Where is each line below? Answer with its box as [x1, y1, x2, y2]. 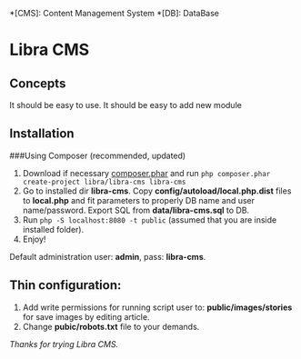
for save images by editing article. [22, 311, 150, 322]
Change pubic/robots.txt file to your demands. [22, 321, 200, 332]
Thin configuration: [9, 277, 122, 294]
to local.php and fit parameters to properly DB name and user [22, 194, 256, 205]
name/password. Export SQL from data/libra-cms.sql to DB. [22, 204, 250, 215]
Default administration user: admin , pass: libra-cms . [9, 251, 206, 262]
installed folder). [22, 224, 85, 234]
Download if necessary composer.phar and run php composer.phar [22, 167, 271, 178]
